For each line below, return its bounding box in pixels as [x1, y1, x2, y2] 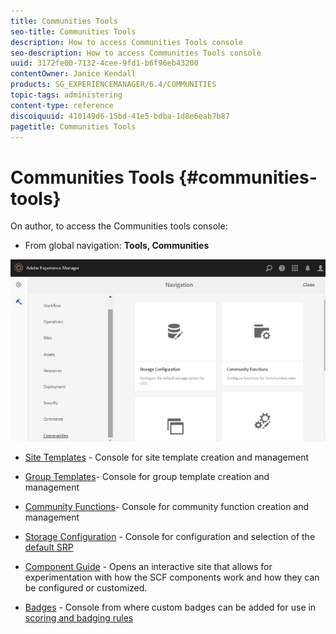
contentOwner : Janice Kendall [10, 69, 137, 79]
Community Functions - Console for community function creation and [24, 501, 310, 513]
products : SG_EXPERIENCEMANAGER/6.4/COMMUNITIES [10, 80, 217, 90]
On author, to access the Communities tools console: [10, 220, 228, 232]
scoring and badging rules [24, 612, 134, 624]
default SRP [24, 541, 74, 554]
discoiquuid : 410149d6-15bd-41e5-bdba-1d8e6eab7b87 [10, 111, 230, 121]
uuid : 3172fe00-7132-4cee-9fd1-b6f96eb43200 [10, 58, 199, 69]
